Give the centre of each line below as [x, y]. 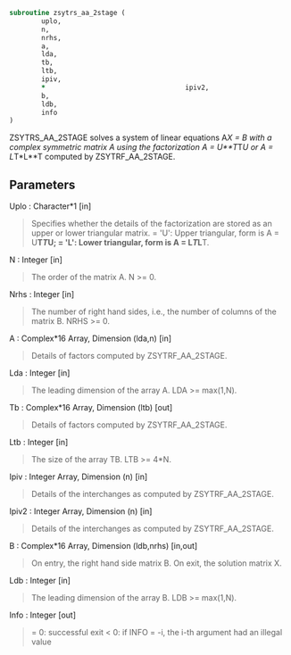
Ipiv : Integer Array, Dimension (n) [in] [79, 477]
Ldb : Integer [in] [40, 581]
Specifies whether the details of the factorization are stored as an [151, 224]
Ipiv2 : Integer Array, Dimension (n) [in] [81, 511]
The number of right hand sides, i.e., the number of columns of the [154, 311]
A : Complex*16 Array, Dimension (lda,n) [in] [91, 338]
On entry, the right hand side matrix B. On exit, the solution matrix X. [157, 563]
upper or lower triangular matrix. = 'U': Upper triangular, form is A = [155, 233]
